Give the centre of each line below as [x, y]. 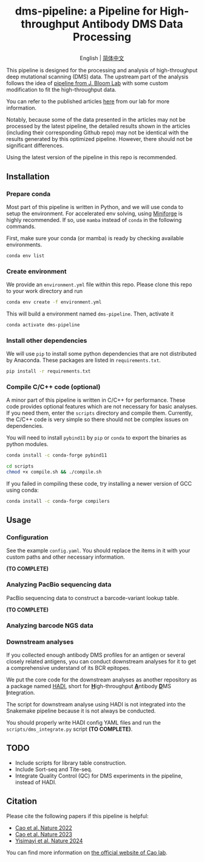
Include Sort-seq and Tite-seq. [54, 769]
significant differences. [35, 146]
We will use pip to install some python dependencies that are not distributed [101, 354]
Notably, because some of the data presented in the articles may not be [96, 120]
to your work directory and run [45, 291]
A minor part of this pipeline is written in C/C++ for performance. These [96, 400]
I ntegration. [21, 692]
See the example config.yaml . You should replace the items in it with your [98, 551]
